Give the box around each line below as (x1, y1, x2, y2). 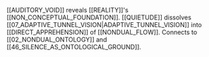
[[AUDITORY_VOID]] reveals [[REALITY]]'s (6, 6, 129, 14)
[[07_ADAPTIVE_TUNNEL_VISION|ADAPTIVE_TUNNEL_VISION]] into (6, 21, 203, 28)
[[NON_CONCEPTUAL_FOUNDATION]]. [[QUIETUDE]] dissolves (6, 13, 192, 22)
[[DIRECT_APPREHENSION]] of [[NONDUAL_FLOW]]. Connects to (6, 28, 198, 36)
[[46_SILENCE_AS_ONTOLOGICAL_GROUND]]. (6, 43, 142, 51)
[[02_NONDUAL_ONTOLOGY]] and (6, 35, 107, 44)
